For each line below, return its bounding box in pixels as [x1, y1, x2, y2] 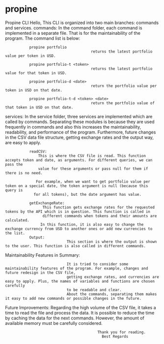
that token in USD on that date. [5, 105, 74, 110]
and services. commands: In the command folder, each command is [5, 25, 142, 30]
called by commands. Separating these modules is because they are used [5, 119, 155, 125]
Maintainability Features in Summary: [5, 252, 80, 258]
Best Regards [102, 334, 129, 339]
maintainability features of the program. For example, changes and [5, 266, 148, 271]
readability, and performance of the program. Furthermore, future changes [5, 129, 156, 135]
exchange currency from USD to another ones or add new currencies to [5, 226, 153, 231]
